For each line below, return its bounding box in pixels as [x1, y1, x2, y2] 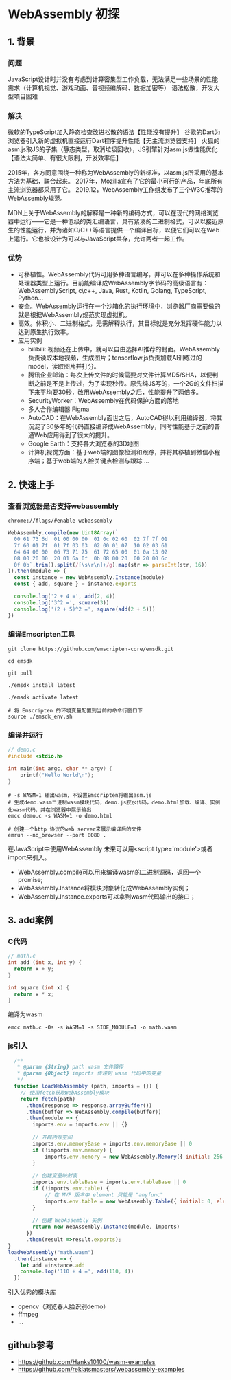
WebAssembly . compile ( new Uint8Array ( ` [8, 529, 119, 536]
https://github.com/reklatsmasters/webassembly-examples [17, 1366, 185, 1374]
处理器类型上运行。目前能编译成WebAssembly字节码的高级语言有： [17, 279, 208, 287]
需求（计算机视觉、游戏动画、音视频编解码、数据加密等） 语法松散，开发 [8, 83, 214, 91]
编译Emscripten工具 [8, 630, 75, 639]
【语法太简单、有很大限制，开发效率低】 [8, 154, 122, 162]
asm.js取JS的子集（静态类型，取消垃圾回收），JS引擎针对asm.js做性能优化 [8, 145, 218, 153]
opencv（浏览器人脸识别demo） [17, 1302, 110, 1311]
